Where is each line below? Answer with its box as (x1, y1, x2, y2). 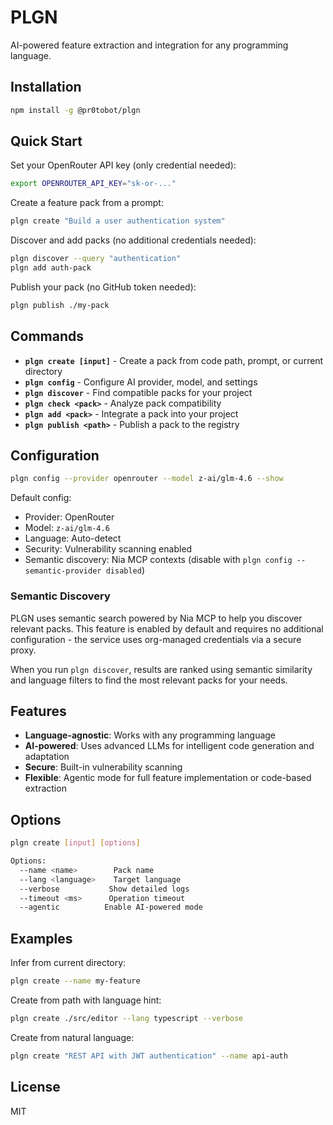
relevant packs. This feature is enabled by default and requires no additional (10, 622, 324, 635)
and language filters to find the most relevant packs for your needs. (10, 674, 288, 686)
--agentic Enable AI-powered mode (19, 902, 203, 913)
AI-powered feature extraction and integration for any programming (10, 39, 289, 51)
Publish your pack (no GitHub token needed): (10, 281, 197, 293)
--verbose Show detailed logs (19, 884, 190, 894)
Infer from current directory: (10, 957, 127, 969)
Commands (10, 328, 85, 345)
